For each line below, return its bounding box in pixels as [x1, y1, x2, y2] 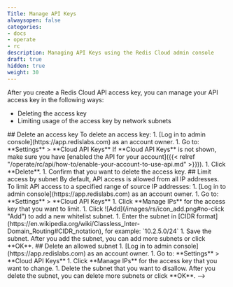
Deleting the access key [17, 109, 87, 118]
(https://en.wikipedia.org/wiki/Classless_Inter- [7, 219, 140, 227]
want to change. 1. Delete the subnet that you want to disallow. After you [7, 264, 216, 272]
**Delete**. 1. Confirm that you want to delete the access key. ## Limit [7, 167, 211, 176]
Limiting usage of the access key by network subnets [17, 116, 171, 125]
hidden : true [7, 62, 45, 69]
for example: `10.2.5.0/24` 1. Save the [104, 227, 212, 235]
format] [196, 211, 218, 220]
